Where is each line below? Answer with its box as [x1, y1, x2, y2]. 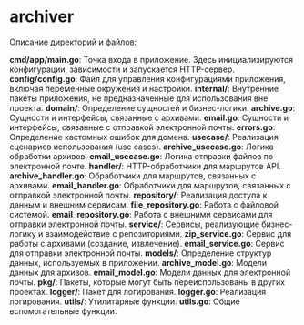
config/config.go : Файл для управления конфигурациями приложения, [9, 73, 286, 84]
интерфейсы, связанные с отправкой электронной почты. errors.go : [9, 121, 276, 133]
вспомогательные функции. [9, 305, 117, 316]
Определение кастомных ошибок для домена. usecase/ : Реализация [9, 131, 279, 142]
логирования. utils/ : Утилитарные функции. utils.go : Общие [9, 296, 240, 307]
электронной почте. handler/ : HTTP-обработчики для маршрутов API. [9, 160, 282, 171]
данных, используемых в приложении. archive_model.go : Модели [9, 257, 267, 268]
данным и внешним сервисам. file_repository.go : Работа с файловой [9, 198, 279, 210]
